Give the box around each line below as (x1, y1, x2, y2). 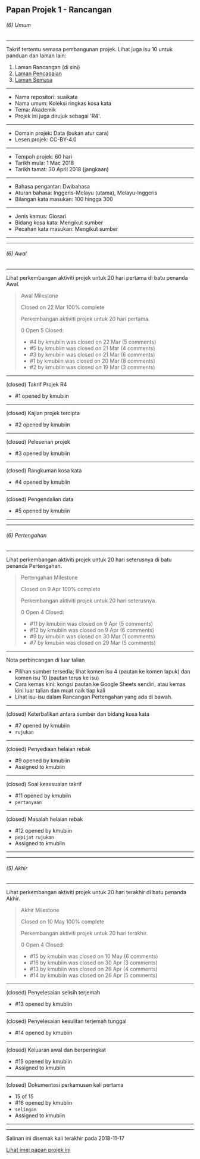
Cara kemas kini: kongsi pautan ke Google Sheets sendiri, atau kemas (14, 681, 186, 688)
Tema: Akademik (14, 106, 57, 113)
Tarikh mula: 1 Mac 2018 (14, 159, 74, 166)
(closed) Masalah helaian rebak (6, 815, 83, 823)
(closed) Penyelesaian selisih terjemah (6, 989, 101, 996)
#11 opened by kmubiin (14, 792, 71, 799)
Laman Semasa (14, 76, 53, 83)
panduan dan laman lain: (6, 52, 67, 59)
